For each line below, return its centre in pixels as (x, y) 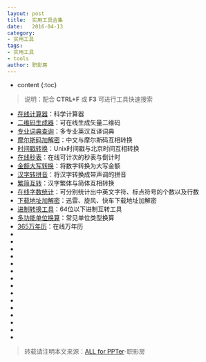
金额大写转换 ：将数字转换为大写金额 (69, 165)
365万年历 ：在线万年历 (50, 226)
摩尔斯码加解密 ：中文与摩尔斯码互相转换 (75, 140)
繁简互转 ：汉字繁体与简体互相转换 (66, 183)
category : (21, 33)
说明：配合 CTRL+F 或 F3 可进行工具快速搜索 (88, 99)
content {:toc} (37, 84)
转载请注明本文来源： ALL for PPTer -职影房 (84, 351)
